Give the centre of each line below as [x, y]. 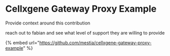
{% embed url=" [23, 43]
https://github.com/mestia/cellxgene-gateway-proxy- [95, 43]
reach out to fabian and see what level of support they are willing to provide [85, 33]
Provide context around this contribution [48, 23]
